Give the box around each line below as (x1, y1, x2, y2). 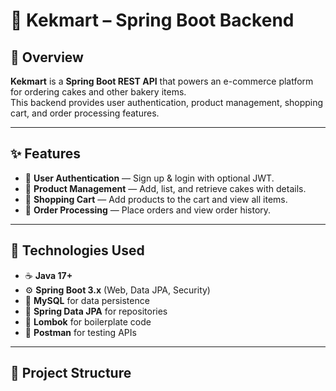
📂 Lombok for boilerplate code (24, 315, 152, 328)
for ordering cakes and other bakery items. (10, 86, 187, 98)
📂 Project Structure (10, 365, 132, 382)
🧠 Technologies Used (10, 242, 145, 259)
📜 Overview (10, 49, 84, 66)
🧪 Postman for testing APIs (24, 326, 137, 338)
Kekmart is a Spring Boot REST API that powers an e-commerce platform (10, 75, 314, 87)
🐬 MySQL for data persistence (24, 294, 150, 306)
